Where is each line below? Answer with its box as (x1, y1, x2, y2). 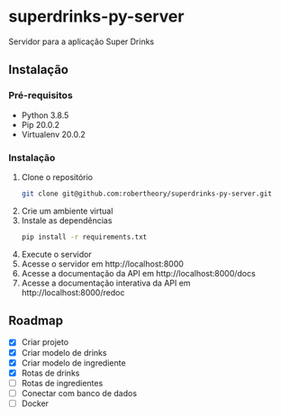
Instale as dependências (21, 214, 113, 226)
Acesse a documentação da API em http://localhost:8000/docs (21, 267, 256, 278)
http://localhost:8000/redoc (21, 286, 125, 298)
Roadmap (8, 313, 64, 329)
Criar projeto (21, 337, 69, 348)
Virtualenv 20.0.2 (21, 129, 86, 140)
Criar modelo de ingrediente (21, 357, 127, 368)
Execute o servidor (21, 249, 92, 259)
